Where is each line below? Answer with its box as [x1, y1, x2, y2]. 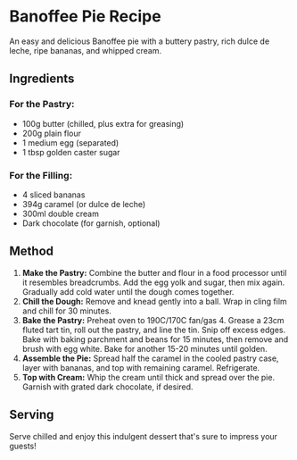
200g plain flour [21, 128, 82, 138]
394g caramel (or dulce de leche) [21, 198, 146, 209]
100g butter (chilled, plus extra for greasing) [21, 118, 185, 129]
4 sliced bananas [21, 189, 86, 200]
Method [9, 244, 54, 259]
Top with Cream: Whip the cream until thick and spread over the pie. [21, 372, 275, 382]
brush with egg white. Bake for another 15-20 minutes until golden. [21, 343, 268, 354]
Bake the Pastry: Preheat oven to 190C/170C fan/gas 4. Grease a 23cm [21, 314, 285, 325]
